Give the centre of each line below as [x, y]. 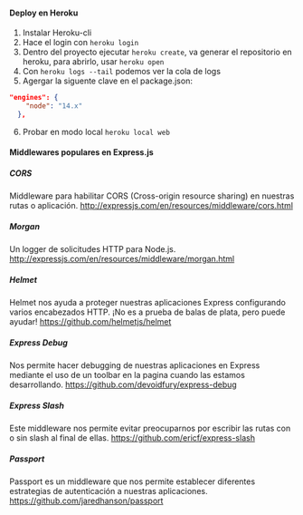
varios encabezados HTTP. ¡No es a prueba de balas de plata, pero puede [147, 312]
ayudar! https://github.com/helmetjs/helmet [90, 322]
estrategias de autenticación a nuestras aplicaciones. [109, 491]
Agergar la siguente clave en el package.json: [107, 81]
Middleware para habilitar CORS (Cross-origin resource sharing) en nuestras [152, 196]
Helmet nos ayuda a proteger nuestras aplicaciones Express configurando [148, 303]
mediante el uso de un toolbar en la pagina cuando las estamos [128, 375]
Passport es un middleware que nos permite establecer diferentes [133, 481]
